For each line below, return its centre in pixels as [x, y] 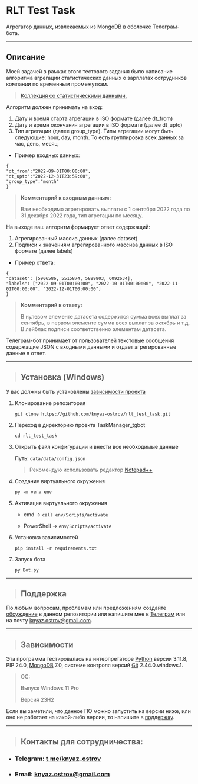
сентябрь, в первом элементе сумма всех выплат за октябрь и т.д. [105, 323]
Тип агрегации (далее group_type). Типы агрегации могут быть [94, 131]
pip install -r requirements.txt [56, 548]
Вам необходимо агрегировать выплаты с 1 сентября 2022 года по [105, 209]
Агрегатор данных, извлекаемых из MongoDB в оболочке [79, 27]
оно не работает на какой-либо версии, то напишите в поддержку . [90, 718]
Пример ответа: [35, 262]
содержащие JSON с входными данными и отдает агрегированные [91, 346]
